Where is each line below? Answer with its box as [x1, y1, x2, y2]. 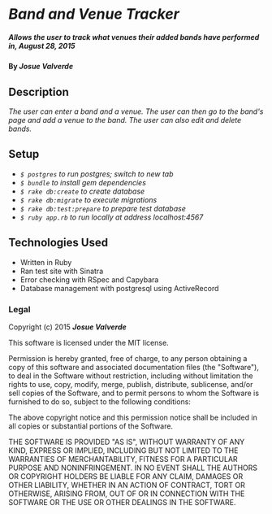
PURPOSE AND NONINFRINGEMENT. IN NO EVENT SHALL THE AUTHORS [8, 463, 258, 473]
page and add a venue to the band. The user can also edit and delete [8, 115, 242, 124]
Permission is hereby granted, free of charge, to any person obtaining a [8, 353, 248, 363]
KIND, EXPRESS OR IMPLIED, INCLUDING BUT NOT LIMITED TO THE [8, 445, 239, 455]
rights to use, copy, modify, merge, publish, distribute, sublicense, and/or [8, 379, 253, 389]
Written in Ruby [19, 257, 72, 267]
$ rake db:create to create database [19, 186, 145, 196]
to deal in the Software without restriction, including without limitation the [8, 371, 253, 381]
